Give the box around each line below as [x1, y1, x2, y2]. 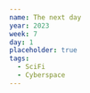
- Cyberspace [17, 71, 66, 80]
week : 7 [9, 29, 38, 38]
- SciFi [17, 63, 46, 72]
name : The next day [9, 12, 82, 22]
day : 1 [9, 37, 34, 47]
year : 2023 [9, 21, 50, 30]
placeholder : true [9, 46, 78, 55]
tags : [9, 54, 29, 63]
